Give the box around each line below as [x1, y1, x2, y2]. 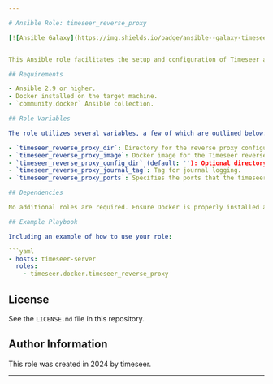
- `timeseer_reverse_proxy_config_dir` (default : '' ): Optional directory [8, 159, 267, 167]
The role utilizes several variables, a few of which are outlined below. [8, 129, 267, 137]
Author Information [8, 338, 108, 352]
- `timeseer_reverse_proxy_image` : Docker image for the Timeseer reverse [8, 151, 267, 159]
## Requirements [8, 70, 63, 78]
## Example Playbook [8, 218, 79, 226]
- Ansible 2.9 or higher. [8, 84, 96, 93]
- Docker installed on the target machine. [8, 93, 158, 101]
